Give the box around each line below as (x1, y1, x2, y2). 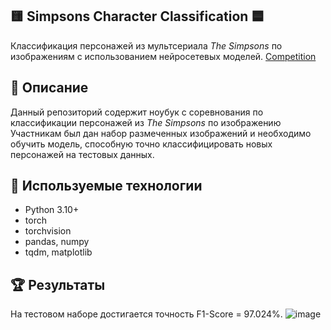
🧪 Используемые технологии (10, 178, 203, 195)
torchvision (24, 225, 72, 237)
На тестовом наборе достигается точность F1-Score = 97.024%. (10, 308, 283, 320)
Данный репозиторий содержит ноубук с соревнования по (10, 106, 264, 118)
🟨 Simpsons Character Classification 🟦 (10, 8, 265, 25)
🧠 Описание (10, 79, 89, 97)
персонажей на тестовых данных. (10, 148, 155, 160)
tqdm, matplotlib (24, 246, 93, 258)
